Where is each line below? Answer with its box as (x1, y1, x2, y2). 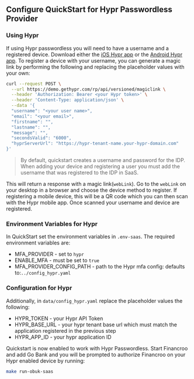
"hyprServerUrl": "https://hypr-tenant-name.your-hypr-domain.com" (11, 140, 179, 147)
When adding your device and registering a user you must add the (20, 163, 180, 170)
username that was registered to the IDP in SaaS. (20, 169, 139, 176)
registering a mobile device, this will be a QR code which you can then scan (6, 193, 188, 200)
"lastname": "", (11, 124, 51, 130)
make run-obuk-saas (6, 368, 54, 374)
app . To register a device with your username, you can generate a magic (6, 57, 181, 64)
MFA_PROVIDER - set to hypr (14, 251, 84, 258)
